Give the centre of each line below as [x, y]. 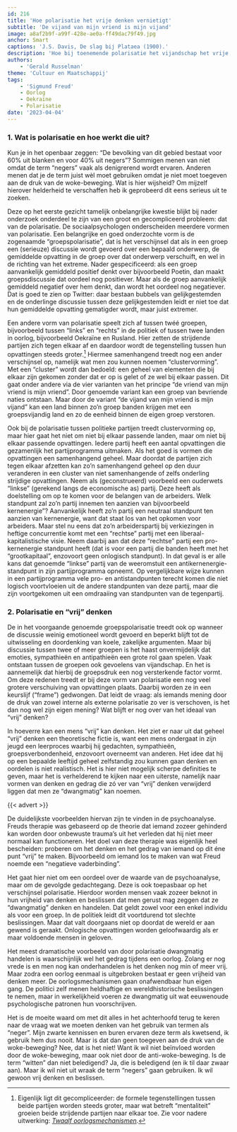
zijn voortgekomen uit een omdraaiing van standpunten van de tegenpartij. [116, 593]
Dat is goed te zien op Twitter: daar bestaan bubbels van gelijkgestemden [114, 294]
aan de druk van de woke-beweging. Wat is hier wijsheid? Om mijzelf [108, 183]
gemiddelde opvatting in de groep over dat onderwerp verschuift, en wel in [116, 257]
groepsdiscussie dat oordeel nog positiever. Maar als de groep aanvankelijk [117, 279]
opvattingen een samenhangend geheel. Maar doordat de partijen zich [110, 458]
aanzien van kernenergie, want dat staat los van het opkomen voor [104, 518]
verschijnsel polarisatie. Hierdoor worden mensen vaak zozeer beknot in [112, 893]
